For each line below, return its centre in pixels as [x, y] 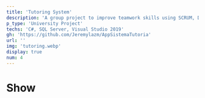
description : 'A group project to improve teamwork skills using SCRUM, [101, 18]
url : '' [16, 40]
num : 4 [15, 58]
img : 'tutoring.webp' [34, 47]
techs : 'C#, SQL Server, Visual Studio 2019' [65, 29]
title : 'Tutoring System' [39, 12]
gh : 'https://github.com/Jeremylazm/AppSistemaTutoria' [79, 35]
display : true [24, 52]
